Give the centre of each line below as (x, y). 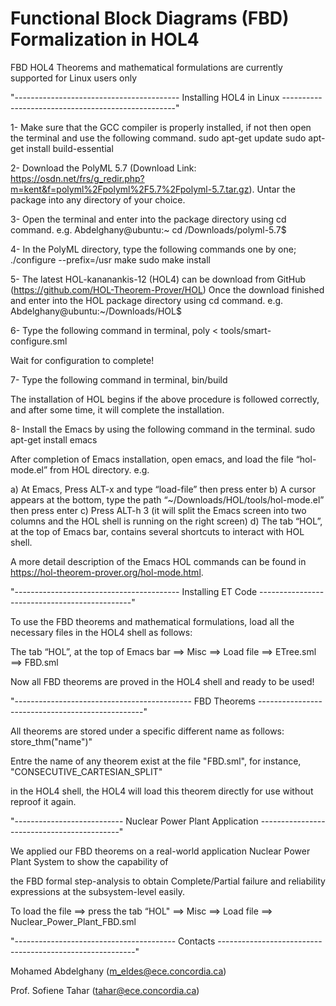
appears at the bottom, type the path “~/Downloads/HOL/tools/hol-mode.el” (167, 499)
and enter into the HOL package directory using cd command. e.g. (147, 300)
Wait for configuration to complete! (82, 360)
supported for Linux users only (74, 78)
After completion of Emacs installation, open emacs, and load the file (152, 459)
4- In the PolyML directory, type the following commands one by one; (153, 249)
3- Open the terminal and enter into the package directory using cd (148, 219)
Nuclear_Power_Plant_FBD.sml (73, 921)
